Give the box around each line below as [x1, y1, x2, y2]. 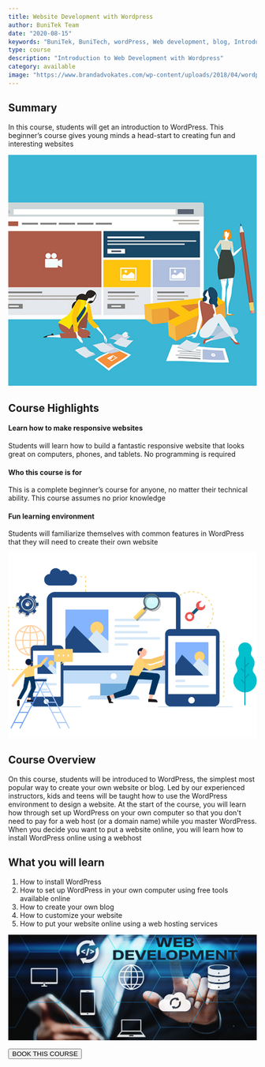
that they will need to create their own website [8, 537, 159, 547]
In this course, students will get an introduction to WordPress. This [8, 122, 224, 132]
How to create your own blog [19, 902, 114, 912]
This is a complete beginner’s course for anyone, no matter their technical [8, 485, 248, 495]
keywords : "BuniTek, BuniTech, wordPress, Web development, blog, [8, 38, 231, 46]
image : [8, 71, 30, 79]
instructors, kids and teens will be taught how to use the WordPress [8, 791, 228, 800]
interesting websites [8, 139, 74, 148]
